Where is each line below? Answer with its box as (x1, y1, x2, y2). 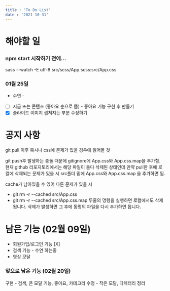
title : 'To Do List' (5, 7, 51, 13)
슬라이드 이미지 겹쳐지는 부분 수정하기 (12, 110, 88, 116)
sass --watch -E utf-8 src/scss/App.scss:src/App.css (5, 66, 117, 72)
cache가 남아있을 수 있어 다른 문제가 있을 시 (5, 181, 93, 187)
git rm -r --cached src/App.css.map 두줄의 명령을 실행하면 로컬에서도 (12, 197, 154, 203)
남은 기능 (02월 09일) (5, 223, 91, 235)
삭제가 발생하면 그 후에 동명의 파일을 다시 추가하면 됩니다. (27, 203, 141, 210)
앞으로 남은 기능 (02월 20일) (5, 268, 71, 275)
